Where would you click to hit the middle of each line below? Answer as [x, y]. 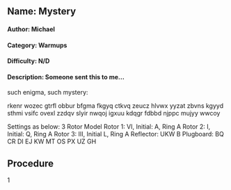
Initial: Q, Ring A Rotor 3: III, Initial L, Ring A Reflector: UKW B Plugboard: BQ [115, 134]
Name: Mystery [42, 11]
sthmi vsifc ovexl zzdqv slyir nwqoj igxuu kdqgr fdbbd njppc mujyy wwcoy [114, 113]
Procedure [31, 163]
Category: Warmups [37, 45]
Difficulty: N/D [29, 61]
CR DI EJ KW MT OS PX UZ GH [52, 141]
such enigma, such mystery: [48, 93]
